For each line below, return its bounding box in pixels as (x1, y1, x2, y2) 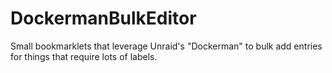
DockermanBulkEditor (10, 7, 197, 30)
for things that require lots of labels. (10, 50, 158, 62)
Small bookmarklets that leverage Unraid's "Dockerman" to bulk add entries (10, 40, 323, 52)
